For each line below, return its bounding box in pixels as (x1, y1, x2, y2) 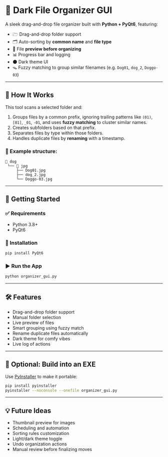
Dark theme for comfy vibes (12, 336, 70, 342)
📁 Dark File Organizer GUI (5, 5, 112, 16)
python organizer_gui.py (5, 274, 57, 279)
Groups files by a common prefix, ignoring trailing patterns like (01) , (12, 114, 153, 120)
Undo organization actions (12, 441, 67, 447)
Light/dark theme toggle (12, 436, 62, 442)
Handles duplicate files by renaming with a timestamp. (12, 135, 125, 141)
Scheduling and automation (12, 425, 69, 431)
